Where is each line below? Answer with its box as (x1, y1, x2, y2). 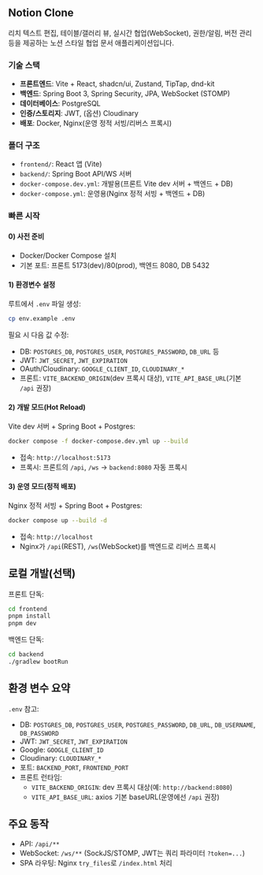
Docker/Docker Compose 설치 (19, 250, 117, 260)
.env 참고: (8, 704, 39, 714)
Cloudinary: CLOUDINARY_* (19, 753, 102, 762)
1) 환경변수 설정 (8, 280, 56, 290)
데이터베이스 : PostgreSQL (19, 98, 101, 109)
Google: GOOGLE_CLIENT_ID (19, 744, 104, 755)
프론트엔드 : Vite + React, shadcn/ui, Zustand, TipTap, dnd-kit (19, 79, 215, 89)
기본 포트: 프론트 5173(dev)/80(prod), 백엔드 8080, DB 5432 (19, 260, 210, 270)
